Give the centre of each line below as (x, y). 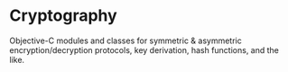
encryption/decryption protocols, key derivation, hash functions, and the (144, 49)
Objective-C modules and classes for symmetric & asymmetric (125, 40)
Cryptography (63, 16)
